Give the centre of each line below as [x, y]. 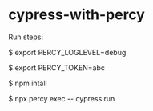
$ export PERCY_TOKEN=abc [57, 67]
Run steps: [26, 37]
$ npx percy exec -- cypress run [62, 98]
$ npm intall [28, 83]
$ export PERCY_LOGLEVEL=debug [67, 52]
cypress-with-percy [77, 15]
